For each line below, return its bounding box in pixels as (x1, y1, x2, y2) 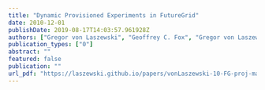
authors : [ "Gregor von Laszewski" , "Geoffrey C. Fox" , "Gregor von (8, 33, 235, 41)
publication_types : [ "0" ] (8, 41, 93, 49)
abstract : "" (8, 48, 51, 56)
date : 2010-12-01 (8, 19, 65, 27)
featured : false (8, 56, 62, 63)
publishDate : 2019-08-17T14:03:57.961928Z (8, 26, 150, 34)
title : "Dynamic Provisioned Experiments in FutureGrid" (8, 11, 200, 20)
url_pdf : (8, 70, 37, 77)
